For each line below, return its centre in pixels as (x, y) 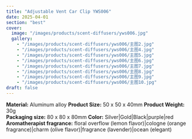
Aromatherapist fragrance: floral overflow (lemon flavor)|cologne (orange (96, 123)
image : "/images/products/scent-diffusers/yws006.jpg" (80, 33)
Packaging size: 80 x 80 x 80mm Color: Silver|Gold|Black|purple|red (90, 117)
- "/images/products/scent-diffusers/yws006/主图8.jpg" (85, 72)
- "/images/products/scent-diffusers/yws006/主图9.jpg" (85, 77)
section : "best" (26, 22)
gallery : (22, 39)
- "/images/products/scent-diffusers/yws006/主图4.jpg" (85, 50)
